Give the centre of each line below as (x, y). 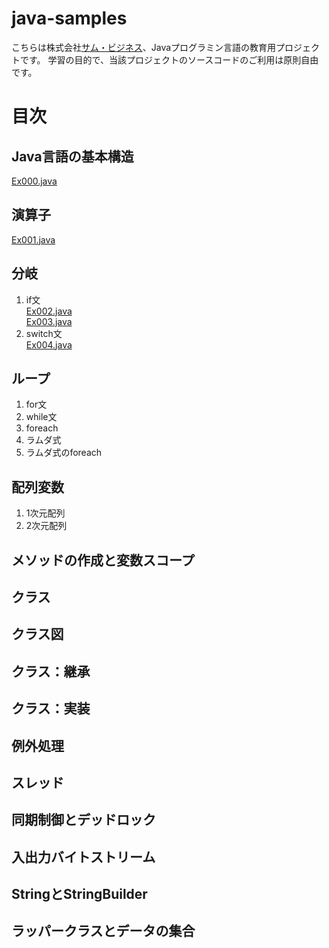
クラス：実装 (51, 708)
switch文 (44, 333)
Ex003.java (49, 321)
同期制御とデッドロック (83, 820)
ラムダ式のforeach (64, 453)
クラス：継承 (51, 671)
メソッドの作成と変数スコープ (103, 560)
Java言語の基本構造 (72, 156)
